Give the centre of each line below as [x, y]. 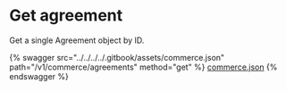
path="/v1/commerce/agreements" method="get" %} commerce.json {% [143, 67]
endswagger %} [39, 76]
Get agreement [66, 16]
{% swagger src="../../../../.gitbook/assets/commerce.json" [117, 57]
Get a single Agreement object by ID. [77, 40]
